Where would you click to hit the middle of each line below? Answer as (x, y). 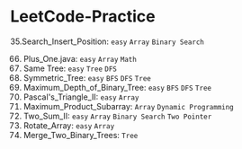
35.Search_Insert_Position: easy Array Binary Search (108, 41)
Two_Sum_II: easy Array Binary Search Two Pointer (117, 116)
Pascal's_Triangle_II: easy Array (81, 97)
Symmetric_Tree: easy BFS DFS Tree (87, 77)
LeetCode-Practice (83, 17)
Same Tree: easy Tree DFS (70, 68)
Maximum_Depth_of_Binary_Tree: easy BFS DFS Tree (117, 87)
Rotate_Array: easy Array (69, 125)
